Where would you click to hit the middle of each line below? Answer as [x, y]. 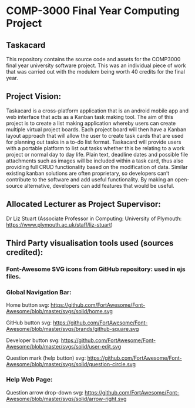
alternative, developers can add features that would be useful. [99, 185]
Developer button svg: [33, 340]
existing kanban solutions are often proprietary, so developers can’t [88, 173]
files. [14, 276]
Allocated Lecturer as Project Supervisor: [84, 204]
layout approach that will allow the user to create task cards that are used [95, 135]
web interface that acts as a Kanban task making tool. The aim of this [90, 117]
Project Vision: [34, 96]
